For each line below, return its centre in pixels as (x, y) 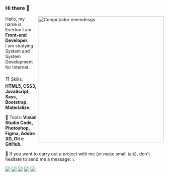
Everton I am (18, 30)
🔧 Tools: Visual (21, 117)
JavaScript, (18, 92)
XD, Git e (15, 139)
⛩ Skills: (14, 79)
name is (13, 24)
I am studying (19, 46)
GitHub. (14, 144)
